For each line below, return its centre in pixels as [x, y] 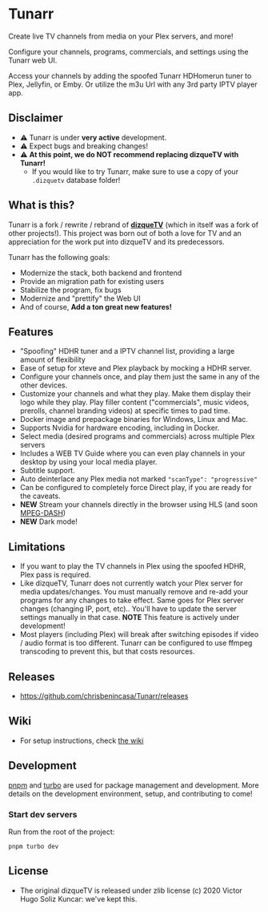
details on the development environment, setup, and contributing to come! [131, 793]
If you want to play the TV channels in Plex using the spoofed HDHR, [133, 566]
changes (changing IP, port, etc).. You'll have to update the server [128, 609]
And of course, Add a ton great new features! [96, 306]
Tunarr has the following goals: [59, 257]
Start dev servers [43, 814]
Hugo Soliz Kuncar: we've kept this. [78, 898]
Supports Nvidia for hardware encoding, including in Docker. [120, 428]
